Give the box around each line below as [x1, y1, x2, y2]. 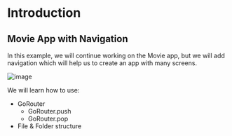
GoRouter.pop [27, 114, 69, 123]
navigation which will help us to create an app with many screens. [7, 59, 198, 67]
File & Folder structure [17, 122, 82, 130]
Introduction [7, 5, 81, 21]
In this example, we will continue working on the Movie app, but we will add [7, 51, 226, 60]
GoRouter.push [27, 107, 71, 115]
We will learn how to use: [7, 86, 80, 94]
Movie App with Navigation [7, 33, 128, 45]
